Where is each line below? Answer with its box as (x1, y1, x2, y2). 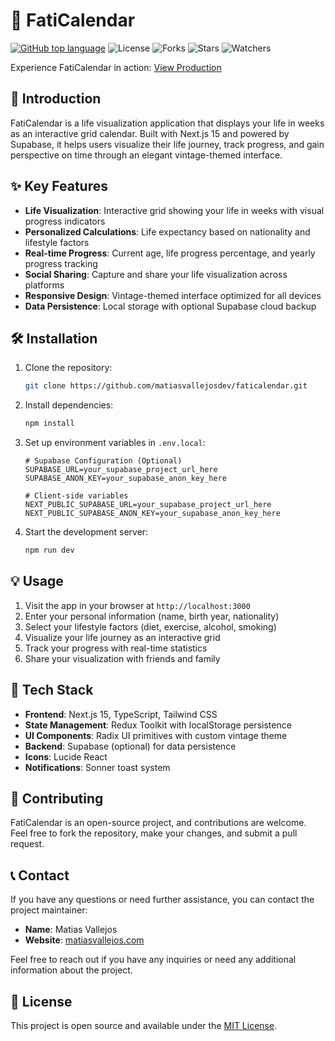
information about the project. (10, 964, 133, 976)
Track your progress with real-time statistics (24, 642, 208, 654)
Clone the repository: (24, 362, 113, 374)
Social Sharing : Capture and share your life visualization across (24, 268, 288, 280)
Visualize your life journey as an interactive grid (24, 631, 221, 643)
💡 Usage (10, 573, 64, 590)
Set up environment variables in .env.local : (24, 437, 206, 449)
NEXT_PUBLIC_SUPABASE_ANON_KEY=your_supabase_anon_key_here (24, 509, 281, 519)
